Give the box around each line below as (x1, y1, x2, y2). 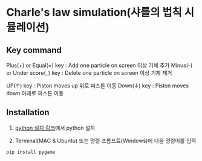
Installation (6, 107, 50, 118)
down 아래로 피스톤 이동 (6, 90, 64, 96)
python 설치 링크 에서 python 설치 (15, 124, 96, 131)
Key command (6, 45, 62, 55)
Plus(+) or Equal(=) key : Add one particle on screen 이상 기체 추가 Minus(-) (6, 62, 193, 69)
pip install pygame (6, 149, 56, 155)
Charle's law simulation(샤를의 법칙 (6, 5, 183, 19)
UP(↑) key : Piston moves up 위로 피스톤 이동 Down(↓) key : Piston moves (6, 82, 189, 89)
